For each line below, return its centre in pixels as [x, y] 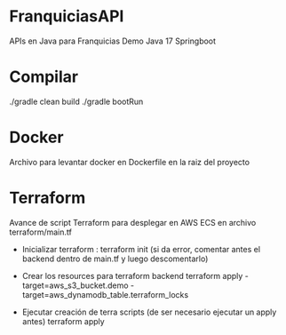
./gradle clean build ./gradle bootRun [76, 101]
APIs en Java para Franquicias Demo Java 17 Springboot [112, 41]
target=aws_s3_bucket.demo [75, 285]
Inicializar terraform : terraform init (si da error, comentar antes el [141, 249]
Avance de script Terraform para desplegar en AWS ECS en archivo [133, 222]
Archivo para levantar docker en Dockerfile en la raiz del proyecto [130, 162]
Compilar [44, 77]
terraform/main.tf [41, 232]
